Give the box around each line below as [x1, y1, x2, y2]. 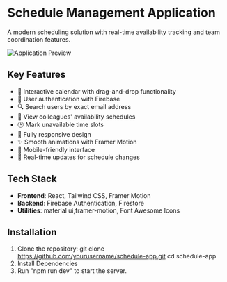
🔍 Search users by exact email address [17, 102, 132, 110]
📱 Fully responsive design [17, 130, 92, 138]
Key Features [7, 69, 66, 81]
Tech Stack [7, 173, 57, 185]
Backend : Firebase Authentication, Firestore [17, 199, 145, 207]
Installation [7, 226, 57, 238]
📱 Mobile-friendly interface [17, 145, 95, 154]
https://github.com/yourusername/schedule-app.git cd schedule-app [17, 252, 217, 260]
